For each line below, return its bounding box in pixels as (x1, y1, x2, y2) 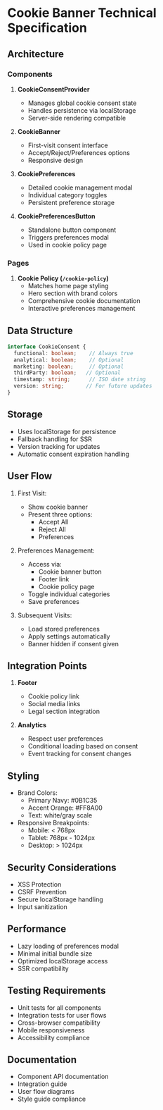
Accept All (38, 517, 69, 526)
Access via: (27, 560, 62, 568)
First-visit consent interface (27, 141, 108, 149)
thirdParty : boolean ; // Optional (13, 369, 121, 376)
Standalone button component (27, 226, 117, 234)
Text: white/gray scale (27, 811, 93, 820)
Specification (7, 20, 88, 36)
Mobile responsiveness (17, 1025, 85, 1034)
